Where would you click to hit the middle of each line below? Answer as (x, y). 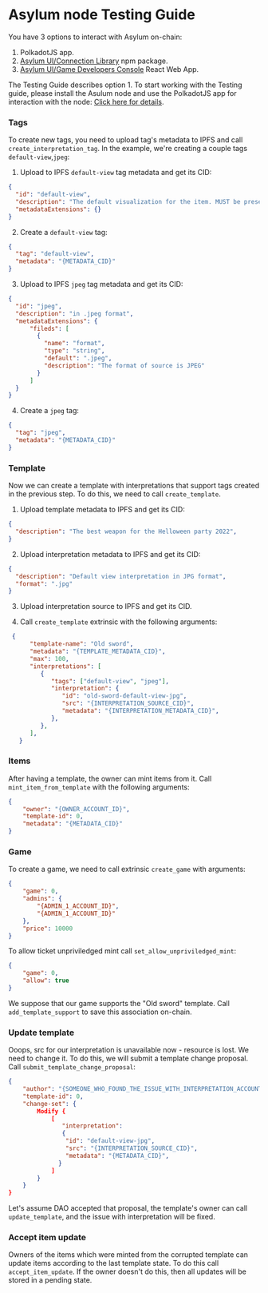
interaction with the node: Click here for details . (86, 101)
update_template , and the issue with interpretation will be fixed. (112, 1217)
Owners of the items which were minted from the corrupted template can (128, 1255)
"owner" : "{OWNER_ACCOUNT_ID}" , (76, 809)
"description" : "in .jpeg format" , (75, 313)
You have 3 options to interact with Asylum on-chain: (95, 37)
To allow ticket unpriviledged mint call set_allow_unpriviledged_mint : (122, 951)
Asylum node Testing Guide (102, 15)
